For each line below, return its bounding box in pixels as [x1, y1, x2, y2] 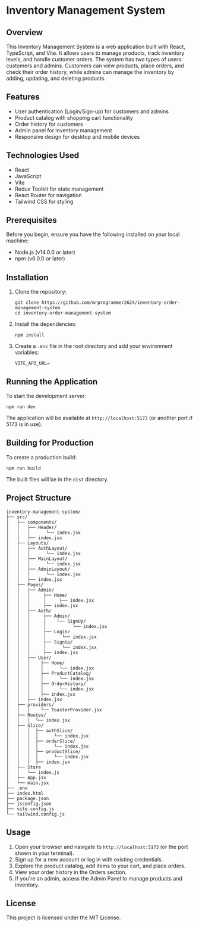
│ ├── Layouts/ [6, 540, 49, 546]
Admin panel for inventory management [14, 126, 112, 134]
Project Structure [6, 493, 71, 503]
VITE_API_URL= [14, 360, 50, 366]
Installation [6, 272, 49, 282]
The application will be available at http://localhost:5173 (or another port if [6, 415, 193, 422]
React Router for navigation [14, 191, 82, 198]
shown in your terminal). [14, 850, 74, 857]
